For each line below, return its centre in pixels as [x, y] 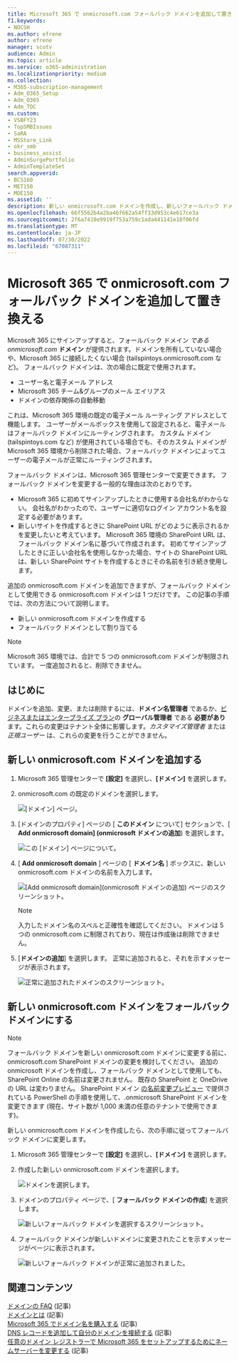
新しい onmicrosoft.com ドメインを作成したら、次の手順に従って [102, 1130]
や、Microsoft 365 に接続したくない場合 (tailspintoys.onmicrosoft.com [110, 358]
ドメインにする [40, 1020]
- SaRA [17, 133]
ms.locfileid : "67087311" [46, 246]
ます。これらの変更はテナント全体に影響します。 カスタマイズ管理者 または [117, 726]
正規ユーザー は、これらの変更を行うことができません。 [89, 735]
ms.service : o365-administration [57, 67]
